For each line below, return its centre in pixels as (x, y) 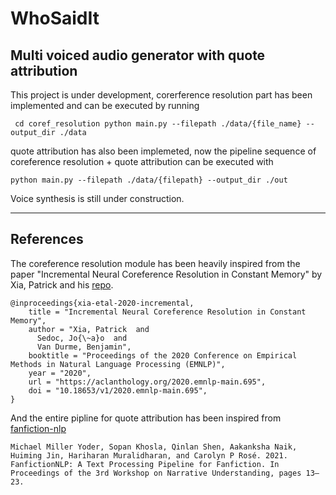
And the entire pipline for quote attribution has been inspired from (146, 418)
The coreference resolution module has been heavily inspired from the (155, 263)
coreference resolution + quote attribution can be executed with (142, 161)
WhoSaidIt (55, 18)
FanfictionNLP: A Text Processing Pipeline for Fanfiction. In (145, 464)
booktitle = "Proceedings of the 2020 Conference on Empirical (163, 355)
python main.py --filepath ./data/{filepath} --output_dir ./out (149, 180)
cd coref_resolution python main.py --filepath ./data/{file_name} (158, 124)
